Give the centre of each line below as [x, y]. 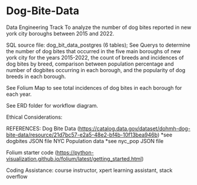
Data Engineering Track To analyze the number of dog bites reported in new [99, 27]
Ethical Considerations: [34, 117]
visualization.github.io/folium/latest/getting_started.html [74, 158]
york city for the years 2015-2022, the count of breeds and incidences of [95, 57]
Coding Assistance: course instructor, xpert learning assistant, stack [89, 170]
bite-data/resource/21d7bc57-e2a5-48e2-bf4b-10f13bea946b [82, 135]
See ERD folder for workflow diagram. [52, 105]
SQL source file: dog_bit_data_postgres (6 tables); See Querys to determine [98, 45]
